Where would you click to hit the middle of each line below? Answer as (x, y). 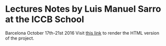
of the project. (20, 38)
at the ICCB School (45, 19)
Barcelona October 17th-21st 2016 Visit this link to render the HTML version (82, 33)
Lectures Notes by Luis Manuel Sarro (83, 9)
